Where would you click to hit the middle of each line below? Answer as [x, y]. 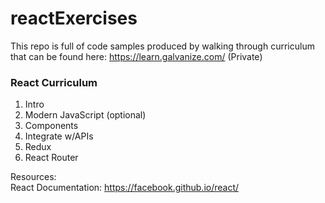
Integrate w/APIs [59, 136]
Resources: [33, 177]
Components [51, 126]
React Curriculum [54, 82]
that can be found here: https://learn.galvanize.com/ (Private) [136, 56]
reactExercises [74, 18]
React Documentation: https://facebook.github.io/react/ [125, 188]
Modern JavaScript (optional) [85, 115]
